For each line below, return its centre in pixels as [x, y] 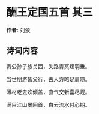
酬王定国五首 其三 [49, 12]
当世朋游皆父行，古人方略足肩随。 [48, 79]
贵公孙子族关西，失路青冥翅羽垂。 [48, 66]
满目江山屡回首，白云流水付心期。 [48, 104]
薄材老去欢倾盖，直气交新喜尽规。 [48, 92]
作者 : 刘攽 [18, 30]
